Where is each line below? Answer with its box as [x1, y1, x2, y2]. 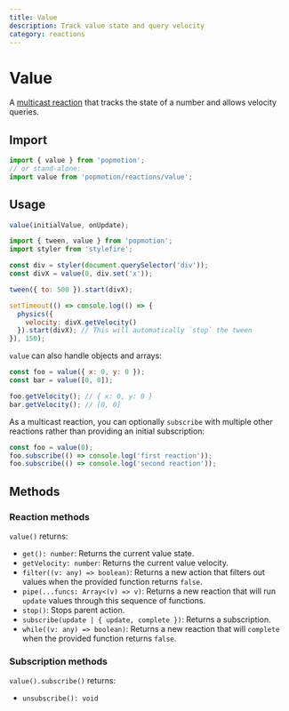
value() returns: [9, 531, 68, 541]
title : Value [9, 12, 58, 22]
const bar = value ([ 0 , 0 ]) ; [9, 376, 114, 385]
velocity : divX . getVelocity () [25, 317, 138, 327]
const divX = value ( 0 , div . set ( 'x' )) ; [9, 269, 153, 278]
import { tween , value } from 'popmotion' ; [9, 236, 173, 245]
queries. [9, 107, 40, 117]
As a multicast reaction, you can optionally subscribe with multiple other [9, 416, 274, 427]
